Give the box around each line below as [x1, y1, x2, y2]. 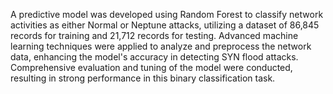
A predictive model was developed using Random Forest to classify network [10, 9, 324, 20]
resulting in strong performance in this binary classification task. [10, 72, 276, 84]
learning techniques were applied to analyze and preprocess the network [10, 40, 312, 52]
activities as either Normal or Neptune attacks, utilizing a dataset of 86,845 [10, 19, 320, 31]
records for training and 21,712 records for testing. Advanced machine [10, 30, 299, 41]
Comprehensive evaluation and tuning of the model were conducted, [10, 62, 293, 73]
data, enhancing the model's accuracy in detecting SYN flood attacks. [10, 51, 299, 63]
